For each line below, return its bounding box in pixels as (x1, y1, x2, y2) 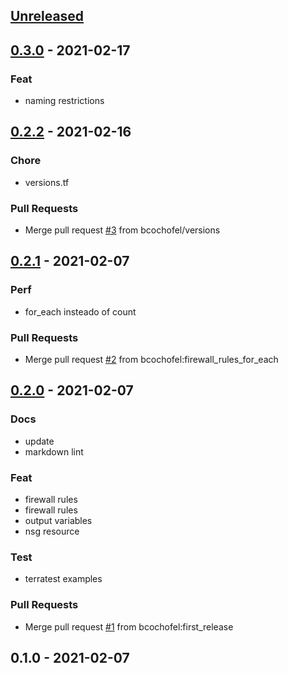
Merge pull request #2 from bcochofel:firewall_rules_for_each (24, 354, 279, 366)
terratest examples (24, 573, 103, 585)
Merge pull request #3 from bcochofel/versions (24, 224, 221, 236)
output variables (24, 515, 93, 527)
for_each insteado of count (24, 305, 137, 318)
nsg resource (24, 525, 80, 538)
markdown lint (24, 445, 84, 458)
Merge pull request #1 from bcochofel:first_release (24, 620, 234, 633)
